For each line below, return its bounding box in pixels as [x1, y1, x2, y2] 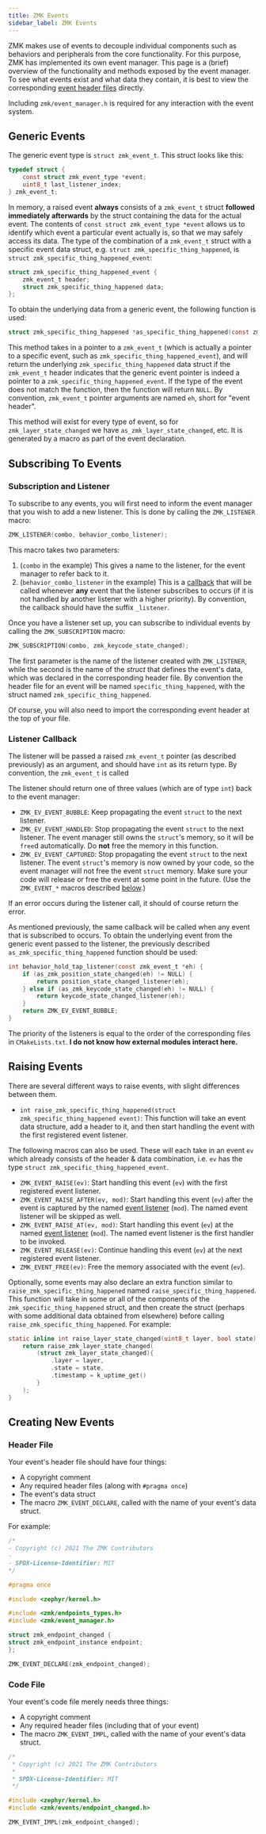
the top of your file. [8, 713, 71, 723]
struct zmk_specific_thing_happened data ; [22, 283, 165, 291]
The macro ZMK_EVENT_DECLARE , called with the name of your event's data [19, 1498, 256, 1507]
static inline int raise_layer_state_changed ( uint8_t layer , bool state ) [8, 1335, 257, 1343]
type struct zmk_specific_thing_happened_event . [8, 1162, 169, 1171]
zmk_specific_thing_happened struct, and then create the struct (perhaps [8, 1302, 245, 1312]
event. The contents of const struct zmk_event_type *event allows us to [8, 219, 245, 228]
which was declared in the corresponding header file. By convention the [8, 673, 244, 682]
